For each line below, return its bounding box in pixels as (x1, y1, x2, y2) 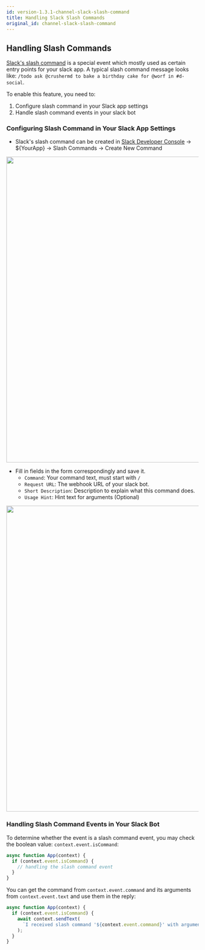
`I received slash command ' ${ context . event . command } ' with (22, 921, 179, 927)
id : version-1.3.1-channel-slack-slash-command (6, 9, 130, 15)
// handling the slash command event (17, 864, 113, 870)
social (6, 80, 23, 86)
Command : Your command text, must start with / (24, 474, 141, 481)
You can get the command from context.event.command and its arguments (6, 886, 192, 894)
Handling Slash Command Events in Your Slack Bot (6, 820, 160, 829)
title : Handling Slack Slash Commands (6, 15, 105, 21)
